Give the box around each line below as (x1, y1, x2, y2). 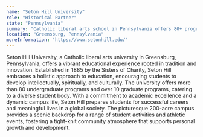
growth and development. (6, 124, 71, 131)
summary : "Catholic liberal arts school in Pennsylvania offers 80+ (6, 25, 182, 32)
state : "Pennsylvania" (6, 20, 63, 26)
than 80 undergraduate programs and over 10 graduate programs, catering (6, 86, 192, 92)
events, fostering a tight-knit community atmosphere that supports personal (6, 118, 195, 124)
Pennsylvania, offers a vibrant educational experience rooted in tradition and (6, 60, 197, 67)
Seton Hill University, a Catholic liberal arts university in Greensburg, (6, 54, 176, 60)
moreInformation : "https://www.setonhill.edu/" (6, 37, 129, 43)
